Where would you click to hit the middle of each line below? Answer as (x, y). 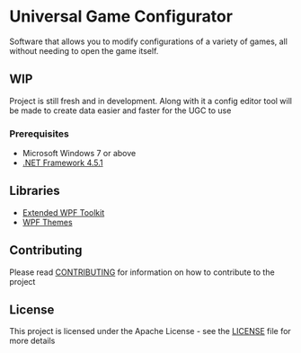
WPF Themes (48, 222)
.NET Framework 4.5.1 (62, 163)
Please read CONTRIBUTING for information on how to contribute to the (142, 272)
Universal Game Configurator (121, 17)
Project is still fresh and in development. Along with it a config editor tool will (151, 101)
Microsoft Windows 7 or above (79, 154)
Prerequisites (39, 134)
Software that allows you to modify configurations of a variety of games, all (148, 41)
